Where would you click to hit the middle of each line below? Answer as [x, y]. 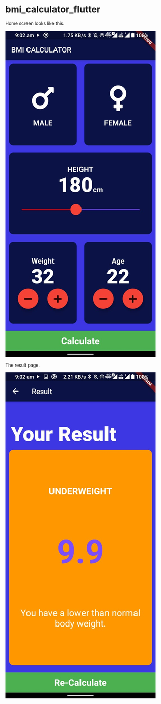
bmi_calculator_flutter [53, 9]
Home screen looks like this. [35, 23]
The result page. [22, 365]
